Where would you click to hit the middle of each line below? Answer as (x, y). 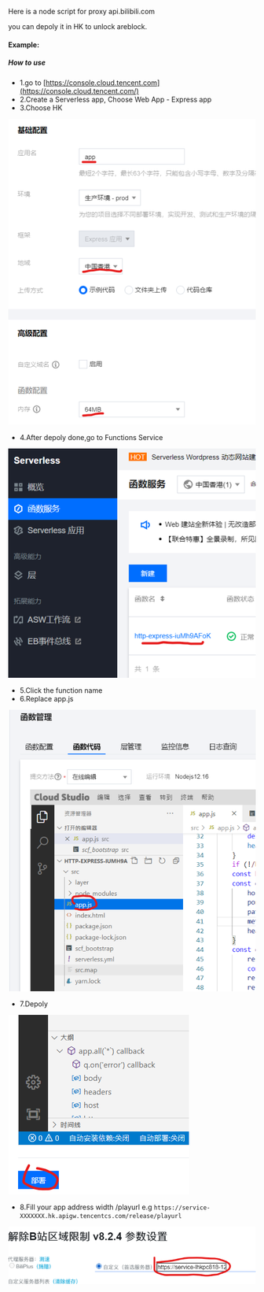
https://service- (182, 1208)
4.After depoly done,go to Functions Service (91, 437)
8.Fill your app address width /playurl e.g (86, 1207)
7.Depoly (34, 1004)
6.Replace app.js (46, 699)
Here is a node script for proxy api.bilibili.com (82, 11)
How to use (27, 63)
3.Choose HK (41, 107)
